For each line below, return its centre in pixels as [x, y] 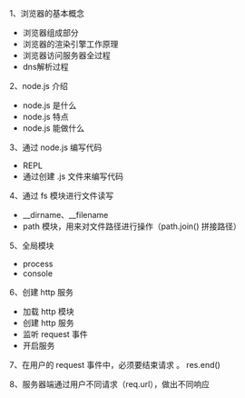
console [37, 274]
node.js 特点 [45, 117]
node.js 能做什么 [53, 128]
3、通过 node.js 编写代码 [56, 147]
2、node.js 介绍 [39, 86]
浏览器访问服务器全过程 [66, 55]
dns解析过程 [46, 67]
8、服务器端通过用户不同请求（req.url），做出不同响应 [110, 384]
